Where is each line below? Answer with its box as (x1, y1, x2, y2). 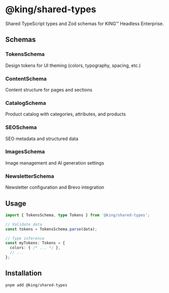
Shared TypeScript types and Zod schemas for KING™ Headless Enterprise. (5, 20, 164, 27)
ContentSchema (5, 75, 47, 82)
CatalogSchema (5, 99, 46, 106)
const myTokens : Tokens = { (5, 240, 66, 246)
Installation (5, 269, 42, 278)
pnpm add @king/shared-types (5, 282, 68, 287)
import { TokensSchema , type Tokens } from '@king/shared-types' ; (5, 212, 150, 218)
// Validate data (5, 221, 43, 227)
